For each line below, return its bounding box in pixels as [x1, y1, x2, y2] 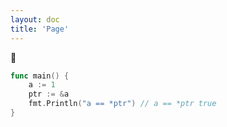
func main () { [10, 71, 70, 81]
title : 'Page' [10, 24, 70, 34]
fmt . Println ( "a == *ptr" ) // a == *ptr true [28, 99, 217, 109]
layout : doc [10, 14, 60, 25]
